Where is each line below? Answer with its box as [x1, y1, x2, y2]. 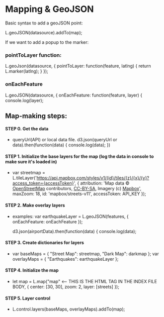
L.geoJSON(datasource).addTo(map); [5, 29, 82, 35]
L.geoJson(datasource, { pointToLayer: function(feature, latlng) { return [5, 63, 152, 69]
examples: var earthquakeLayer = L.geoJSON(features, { [12, 213, 129, 219]
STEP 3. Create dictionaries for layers [5, 240, 84, 246]
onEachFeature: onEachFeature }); [12, 218, 83, 224]
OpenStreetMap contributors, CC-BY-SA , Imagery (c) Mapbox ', [12, 186, 142, 192]
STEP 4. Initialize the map [5, 267, 59, 273]
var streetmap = [12, 170, 46, 176]
